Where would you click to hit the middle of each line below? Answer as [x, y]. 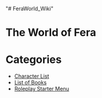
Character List [32, 76]
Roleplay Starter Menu [42, 89]
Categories [34, 60]
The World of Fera [51, 33]
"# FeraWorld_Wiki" [30, 9]
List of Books [30, 83]
